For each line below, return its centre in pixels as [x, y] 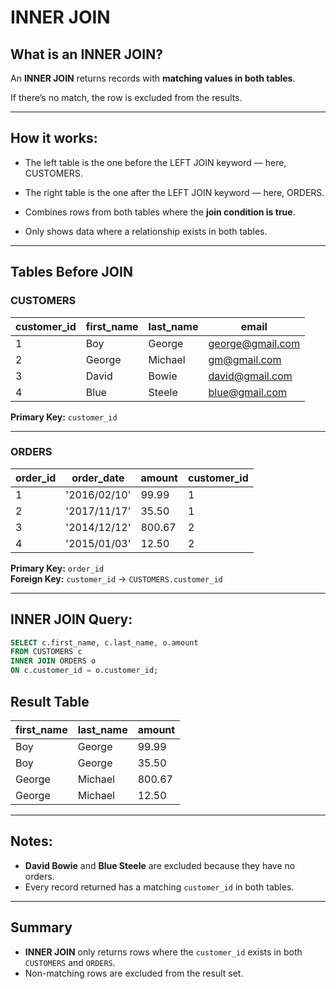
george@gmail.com [254, 343]
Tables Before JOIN [71, 272]
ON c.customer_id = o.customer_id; [84, 671]
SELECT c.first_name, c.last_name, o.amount [104, 642]
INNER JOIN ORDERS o [53, 661]
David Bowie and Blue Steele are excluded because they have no [160, 865]
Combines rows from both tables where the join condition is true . [160, 212]
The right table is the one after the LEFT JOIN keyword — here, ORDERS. [174, 192]
